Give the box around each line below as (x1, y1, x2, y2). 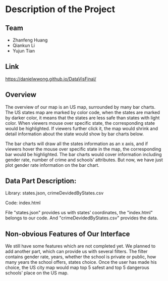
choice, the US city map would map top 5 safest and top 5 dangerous (5, 264, 150, 271)
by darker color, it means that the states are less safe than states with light (5, 115, 160, 121)
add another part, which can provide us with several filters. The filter (5, 249, 148, 255)
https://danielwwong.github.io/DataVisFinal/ (5, 76, 97, 82)
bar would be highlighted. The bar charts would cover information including (5, 151, 162, 157)
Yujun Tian (12, 48, 35, 54)
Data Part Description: (5, 177, 77, 185)
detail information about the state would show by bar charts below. (5, 130, 144, 137)
